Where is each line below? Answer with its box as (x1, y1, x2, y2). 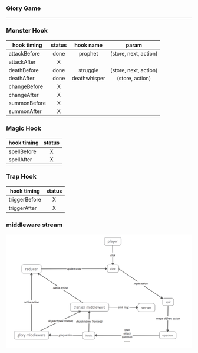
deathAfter (8, 75, 35, 82)
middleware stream (6, 221, 63, 229)
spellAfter (8, 156, 32, 163)
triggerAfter (8, 204, 37, 211)
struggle (78, 66, 99, 73)
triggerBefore (8, 196, 41, 203)
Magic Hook (6, 124, 41, 132)
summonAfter (8, 108, 42, 115)
